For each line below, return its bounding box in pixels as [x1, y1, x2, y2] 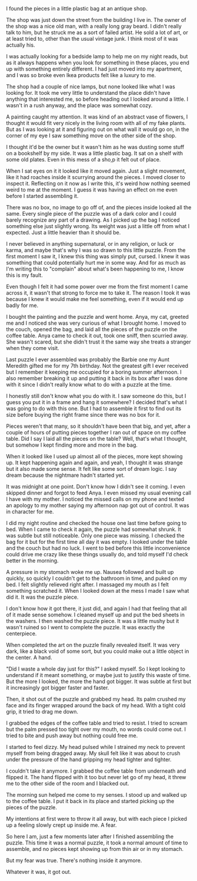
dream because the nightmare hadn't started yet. [6, 471, 125, 479]
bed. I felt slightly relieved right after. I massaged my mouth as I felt [6, 581, 169, 588]
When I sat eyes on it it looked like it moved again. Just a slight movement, [6, 167, 186, 174]
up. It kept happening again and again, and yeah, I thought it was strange [6, 459, 183, 466]
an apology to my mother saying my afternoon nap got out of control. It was [6, 502, 189, 509]
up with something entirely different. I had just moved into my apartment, [6, 65, 182, 72]
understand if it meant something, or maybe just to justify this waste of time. [6, 672, 191, 678]
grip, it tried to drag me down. [6, 708, 78, 715]
